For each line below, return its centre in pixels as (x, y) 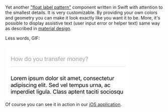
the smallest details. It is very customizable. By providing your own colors (81, 12)
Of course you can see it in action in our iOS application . (64, 104)
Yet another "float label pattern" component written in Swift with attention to (84, 7)
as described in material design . (38, 28)
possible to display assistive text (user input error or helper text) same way (82, 23)
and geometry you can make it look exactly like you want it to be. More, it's (83, 18)
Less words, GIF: (23, 38)
